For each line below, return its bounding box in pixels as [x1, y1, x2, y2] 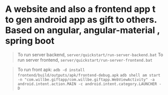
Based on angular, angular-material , [5, 25, 160, 36]
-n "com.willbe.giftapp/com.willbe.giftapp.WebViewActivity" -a [17, 77, 155, 82]
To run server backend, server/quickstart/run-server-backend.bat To [17, 51, 163, 58]
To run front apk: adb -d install [17, 66, 85, 73]
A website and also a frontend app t [5, 3, 156, 15]
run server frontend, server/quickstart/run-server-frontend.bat [17, 57, 153, 63]
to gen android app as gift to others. [5, 14, 157, 25]
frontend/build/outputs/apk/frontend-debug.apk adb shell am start [17, 73, 160, 78]
